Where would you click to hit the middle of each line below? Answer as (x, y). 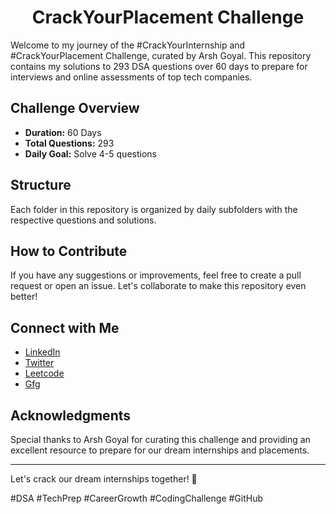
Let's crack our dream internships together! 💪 (104, 479)
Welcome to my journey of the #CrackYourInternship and (128, 45)
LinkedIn (42, 352)
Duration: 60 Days (63, 132)
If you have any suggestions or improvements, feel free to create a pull (156, 275)
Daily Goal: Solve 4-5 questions (90, 153)
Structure (41, 185)
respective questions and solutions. (83, 220)
